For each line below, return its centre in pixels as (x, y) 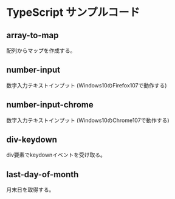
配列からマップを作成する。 (41, 50)
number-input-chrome (50, 105)
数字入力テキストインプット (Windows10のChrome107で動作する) (88, 120)
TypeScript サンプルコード (73, 12)
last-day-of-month (43, 174)
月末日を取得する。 (30, 190)
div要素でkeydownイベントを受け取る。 (56, 155)
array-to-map (33, 35)
